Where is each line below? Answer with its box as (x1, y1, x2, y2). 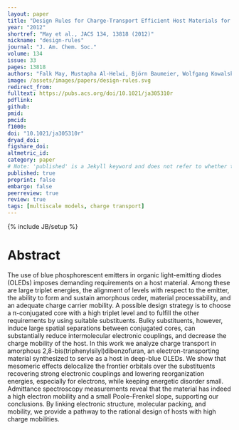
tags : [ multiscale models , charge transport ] (7, 203, 144, 210)
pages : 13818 (7, 63, 46, 71)
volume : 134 (7, 51, 43, 58)
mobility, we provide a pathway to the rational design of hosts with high (7, 407, 217, 416)
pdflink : (7, 97, 33, 104)
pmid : (7, 110, 23, 117)
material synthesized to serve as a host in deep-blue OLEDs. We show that (7, 354, 226, 362)
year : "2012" (7, 24, 46, 31)
